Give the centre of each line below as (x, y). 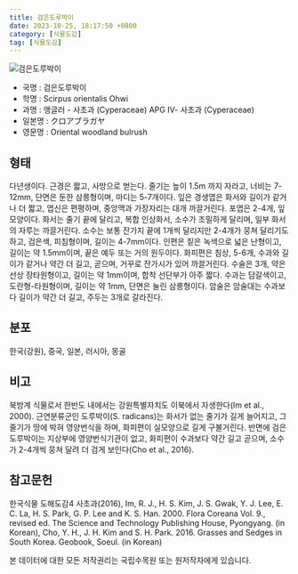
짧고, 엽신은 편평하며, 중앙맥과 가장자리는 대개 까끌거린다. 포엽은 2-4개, (152, 208)
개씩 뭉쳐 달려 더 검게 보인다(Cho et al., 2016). (113, 449)
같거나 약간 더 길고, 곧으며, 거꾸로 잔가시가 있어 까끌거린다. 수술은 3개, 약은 (156, 264)
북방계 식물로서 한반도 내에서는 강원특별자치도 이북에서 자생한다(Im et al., (137, 405)
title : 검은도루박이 (41, 17)
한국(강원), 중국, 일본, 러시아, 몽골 (68, 351)
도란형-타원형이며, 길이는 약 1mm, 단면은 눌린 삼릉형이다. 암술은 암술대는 (136, 287)
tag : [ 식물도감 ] (36, 42)
